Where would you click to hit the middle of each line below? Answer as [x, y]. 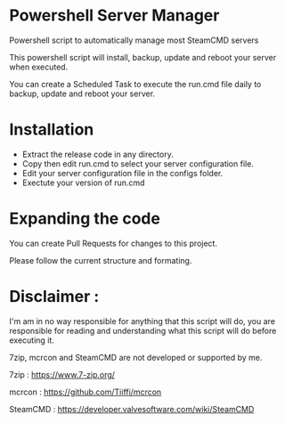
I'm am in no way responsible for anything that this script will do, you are [142, 321]
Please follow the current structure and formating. [101, 260]
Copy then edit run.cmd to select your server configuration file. [138, 163]
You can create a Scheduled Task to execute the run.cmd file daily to [135, 84]
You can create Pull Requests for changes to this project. [114, 243]
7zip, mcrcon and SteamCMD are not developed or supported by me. [136, 357]
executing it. [32, 340]
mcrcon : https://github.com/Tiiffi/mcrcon [85, 392]
